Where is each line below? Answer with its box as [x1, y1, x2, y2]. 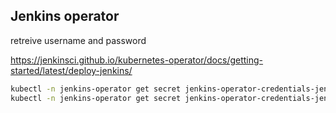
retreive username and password [10, 34, 147, 46]
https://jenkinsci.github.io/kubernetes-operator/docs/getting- [10, 54, 264, 66]
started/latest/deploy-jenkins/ [10, 64, 133, 76]
